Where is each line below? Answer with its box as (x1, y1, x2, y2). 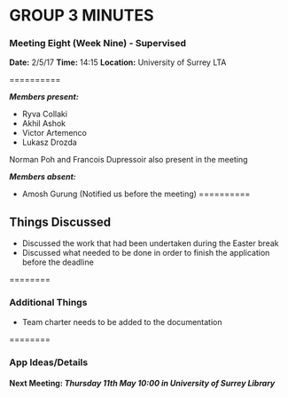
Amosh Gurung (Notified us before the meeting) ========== (21, 188, 251, 200)
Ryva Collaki (21, 108, 68, 120)
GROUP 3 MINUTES (9, 5, 154, 26)
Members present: (9, 91, 80, 102)
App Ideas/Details (9, 356, 89, 369)
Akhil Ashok (21, 118, 66, 129)
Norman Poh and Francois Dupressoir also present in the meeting (9, 155, 248, 165)
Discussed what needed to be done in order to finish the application (21, 248, 270, 258)
